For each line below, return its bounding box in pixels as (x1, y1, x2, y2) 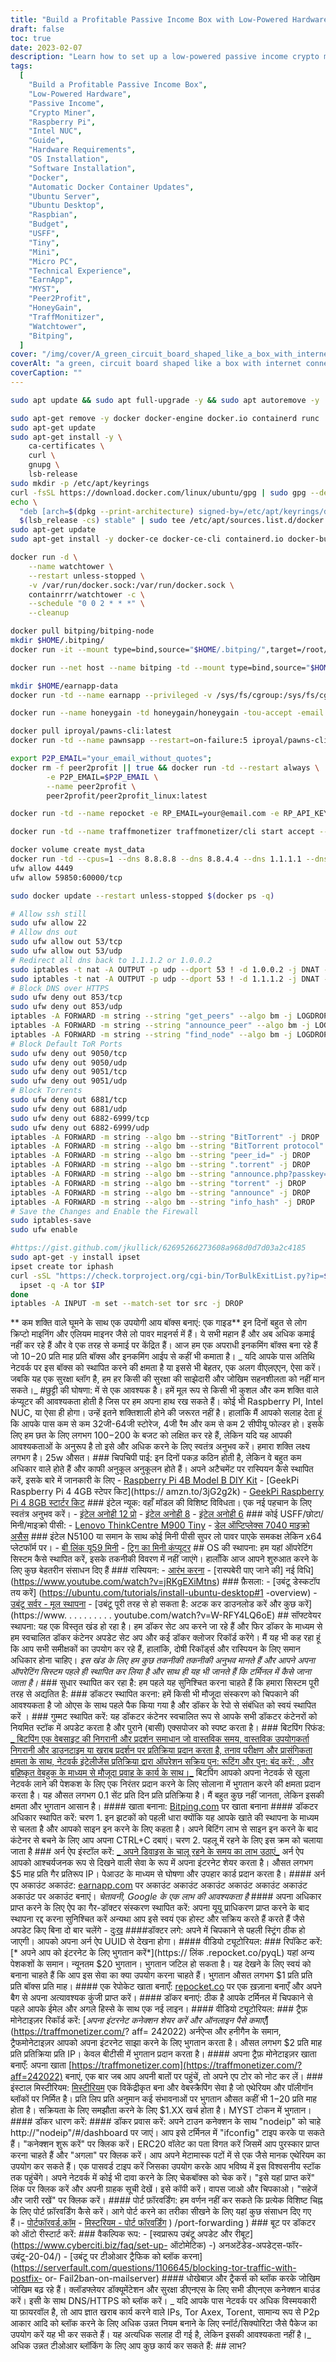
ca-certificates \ (28, 441, 105, 451)
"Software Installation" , (28, 163, 137, 173)
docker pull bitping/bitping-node (10, 626, 155, 636)
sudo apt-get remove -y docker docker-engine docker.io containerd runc (10, 413, 320, 423)
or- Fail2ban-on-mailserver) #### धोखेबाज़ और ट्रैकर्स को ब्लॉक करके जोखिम (44, 2272, 321, 2285)
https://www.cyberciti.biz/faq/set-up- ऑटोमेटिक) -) (13, 2239, 217, 2251)
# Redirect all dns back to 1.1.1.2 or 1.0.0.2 (10, 955, 213, 965)
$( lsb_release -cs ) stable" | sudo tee (19, 516, 186, 526)
